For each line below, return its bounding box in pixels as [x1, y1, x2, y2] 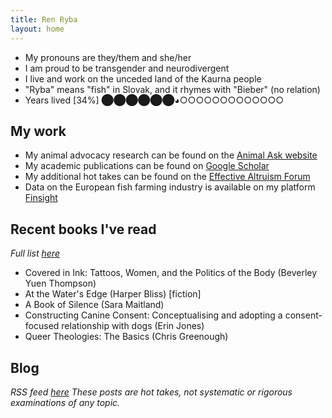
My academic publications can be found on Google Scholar [24, 160, 270, 172]
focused [24, 320, 60, 332]
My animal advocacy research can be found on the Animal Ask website [24, 149, 318, 161]
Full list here [10, 247, 60, 260]
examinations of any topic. [10, 396, 121, 408]
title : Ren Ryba [10, 14, 78, 25]
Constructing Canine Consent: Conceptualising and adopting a [24, 309, 283, 321]
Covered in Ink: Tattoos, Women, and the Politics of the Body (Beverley [24, 267, 318, 279]
